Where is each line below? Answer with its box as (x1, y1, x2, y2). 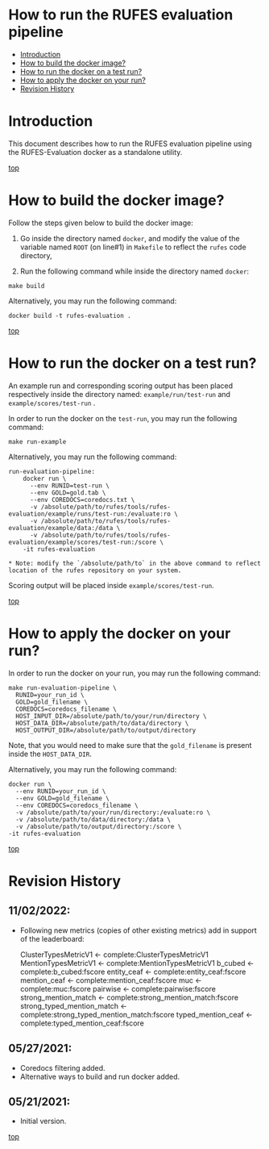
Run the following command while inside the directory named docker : (19, 266, 250, 276)
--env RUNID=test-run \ (29, 482, 110, 490)
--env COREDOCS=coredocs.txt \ (29, 495, 135, 503)
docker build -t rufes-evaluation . (8, 311, 131, 320)
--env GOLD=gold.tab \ (29, 488, 106, 497)
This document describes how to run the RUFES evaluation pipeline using (8, 139, 252, 148)
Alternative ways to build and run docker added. (19, 1072, 180, 1081)
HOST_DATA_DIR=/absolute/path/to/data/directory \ (15, 719, 189, 727)
